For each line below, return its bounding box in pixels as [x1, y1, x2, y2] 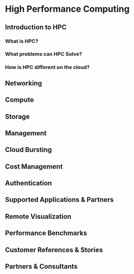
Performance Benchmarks [5, 229, 87, 237]
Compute [5, 96, 34, 104]
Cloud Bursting [5, 146, 52, 154]
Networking [5, 79, 43, 87]
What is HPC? [5, 38, 39, 45]
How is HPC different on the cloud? [5, 64, 90, 71]
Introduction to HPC [5, 23, 67, 31]
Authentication [5, 179, 52, 187]
